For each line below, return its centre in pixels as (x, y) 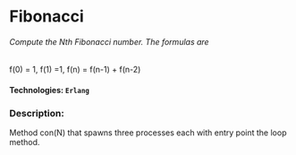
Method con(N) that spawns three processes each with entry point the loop (148, 133)
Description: (37, 113)
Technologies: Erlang (49, 90)
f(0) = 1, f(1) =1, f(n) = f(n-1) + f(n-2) (75, 70)
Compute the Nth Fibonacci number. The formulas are (109, 41)
